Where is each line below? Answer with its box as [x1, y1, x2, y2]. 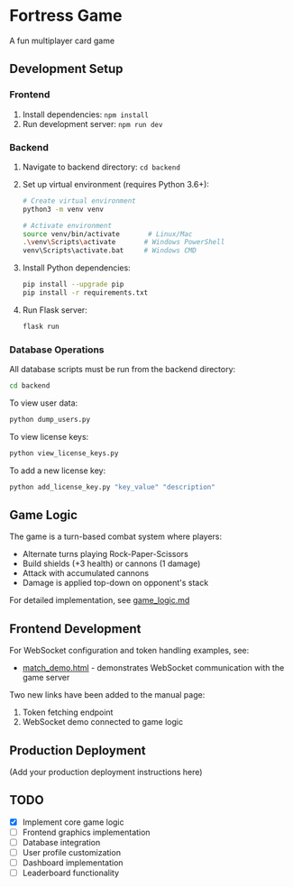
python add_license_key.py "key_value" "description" [9, 482, 216, 491]
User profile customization [22, 847, 122, 858]
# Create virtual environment [22, 196, 137, 206]
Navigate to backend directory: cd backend [22, 161, 180, 172]
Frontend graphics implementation [22, 827, 151, 837]
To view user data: [9, 398, 78, 408]
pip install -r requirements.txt [22, 288, 149, 297]
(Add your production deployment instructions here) [9, 767, 203, 778]
